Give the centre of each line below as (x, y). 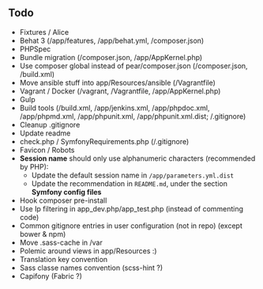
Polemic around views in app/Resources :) (88, 251)
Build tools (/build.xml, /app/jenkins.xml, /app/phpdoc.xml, (115, 108)
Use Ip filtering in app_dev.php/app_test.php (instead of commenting (131, 208)
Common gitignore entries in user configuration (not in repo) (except (131, 226)
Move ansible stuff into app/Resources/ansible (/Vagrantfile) (117, 82)
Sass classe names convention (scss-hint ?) (91, 268)
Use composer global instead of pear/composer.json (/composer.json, (133, 66)
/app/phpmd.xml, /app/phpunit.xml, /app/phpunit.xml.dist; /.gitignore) (133, 116)
